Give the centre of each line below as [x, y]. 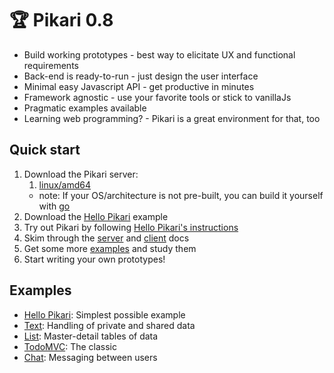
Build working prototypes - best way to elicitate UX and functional [159, 54]
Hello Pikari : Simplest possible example [104, 314]
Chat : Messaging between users [90, 357]
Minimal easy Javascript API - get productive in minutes [139, 86]
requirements [51, 65]
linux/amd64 [65, 184]
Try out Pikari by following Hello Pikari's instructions [131, 227]
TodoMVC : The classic [70, 346]
